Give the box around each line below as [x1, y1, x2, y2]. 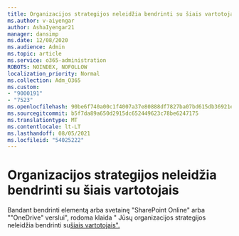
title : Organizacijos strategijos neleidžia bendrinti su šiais [7, 10, 202, 18]
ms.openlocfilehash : [7, 103, 69, 111]
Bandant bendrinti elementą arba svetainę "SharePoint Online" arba [7, 206, 205, 215]
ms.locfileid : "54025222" [7, 136, 84, 143]
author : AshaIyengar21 [7, 24, 75, 31]
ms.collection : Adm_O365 [7, 76, 81, 84]
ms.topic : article [7, 51, 62, 58]
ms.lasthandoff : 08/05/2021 [7, 130, 91, 137]
